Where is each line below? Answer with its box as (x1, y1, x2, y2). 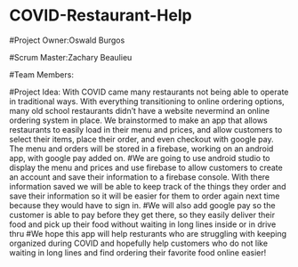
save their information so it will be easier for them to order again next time (9, 190, 280, 201)
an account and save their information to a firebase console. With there (9, 171, 270, 182)
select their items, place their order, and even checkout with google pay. (9, 133, 274, 144)
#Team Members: (9, 69, 74, 80)
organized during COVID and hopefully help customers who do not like (9, 238, 269, 248)
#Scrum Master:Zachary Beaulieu (9, 52, 133, 62)
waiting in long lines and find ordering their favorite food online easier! (9, 247, 267, 258)
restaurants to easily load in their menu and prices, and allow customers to (9, 124, 283, 134)
